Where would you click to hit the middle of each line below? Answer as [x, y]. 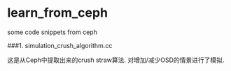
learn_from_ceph [58, 13]
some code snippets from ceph [52, 32]
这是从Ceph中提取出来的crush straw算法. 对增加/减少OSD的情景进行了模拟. [116, 60]
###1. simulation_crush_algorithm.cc [60, 45]
